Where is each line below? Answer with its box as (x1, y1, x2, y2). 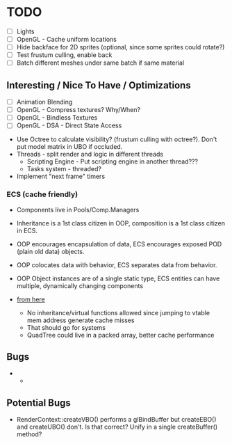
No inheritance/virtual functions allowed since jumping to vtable (26, 308, 210, 317)
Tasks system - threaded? (26, 165, 102, 173)
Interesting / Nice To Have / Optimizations (6, 79, 192, 91)
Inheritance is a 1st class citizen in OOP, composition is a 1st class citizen (16, 219, 226, 227)
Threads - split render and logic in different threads (16, 150, 164, 159)
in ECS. (16, 226, 38, 235)
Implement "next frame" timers (16, 172, 106, 181)
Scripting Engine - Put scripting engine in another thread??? (26, 157, 199, 166)
